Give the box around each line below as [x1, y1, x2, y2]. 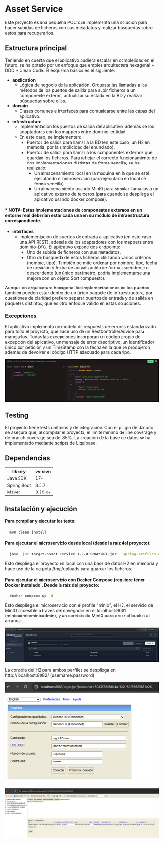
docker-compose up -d [9, 594, 54, 598]
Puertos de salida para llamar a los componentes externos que [26, 149, 153, 155]
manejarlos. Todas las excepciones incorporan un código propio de [5, 334, 141, 340]
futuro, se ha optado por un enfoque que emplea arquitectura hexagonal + [5, 62, 155, 68]
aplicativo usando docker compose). [34, 196, 107, 202]
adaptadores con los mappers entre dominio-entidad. [19, 128, 127, 135]
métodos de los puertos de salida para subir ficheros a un [19, 87, 136, 93]
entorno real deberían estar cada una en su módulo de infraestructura [5, 212, 150, 218]
